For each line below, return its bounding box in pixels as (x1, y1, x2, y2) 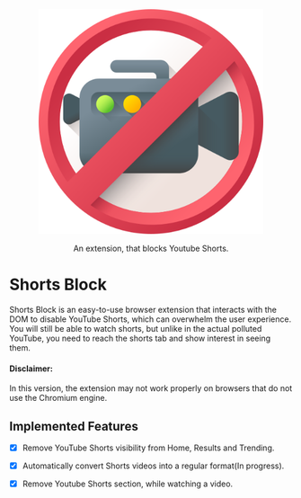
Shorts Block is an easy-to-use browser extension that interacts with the (9, 304, 277, 315)
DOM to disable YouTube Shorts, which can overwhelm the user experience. (9, 314, 292, 325)
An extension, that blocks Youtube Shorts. (73, 243, 229, 253)
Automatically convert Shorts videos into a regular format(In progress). (22, 460, 285, 471)
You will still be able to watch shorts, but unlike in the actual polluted (9, 323, 262, 333)
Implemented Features (9, 418, 139, 434)
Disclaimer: (9, 363, 54, 374)
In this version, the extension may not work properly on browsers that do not (9, 383, 293, 394)
